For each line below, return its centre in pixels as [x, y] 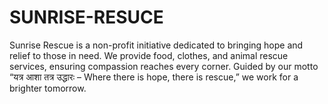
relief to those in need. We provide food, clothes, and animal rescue [149, 55]
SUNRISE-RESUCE [86, 17]
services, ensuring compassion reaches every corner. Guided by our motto [164, 66]
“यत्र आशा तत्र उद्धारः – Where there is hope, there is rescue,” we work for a [154, 77]
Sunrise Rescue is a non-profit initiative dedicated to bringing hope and [156, 45]
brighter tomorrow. [48, 88]
